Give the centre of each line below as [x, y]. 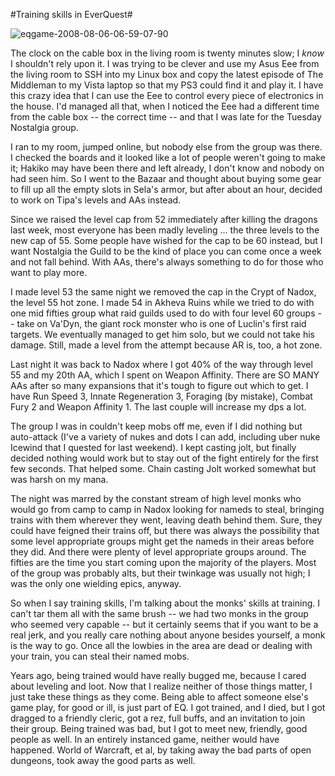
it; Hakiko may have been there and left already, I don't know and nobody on [167, 168]
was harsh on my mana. [59, 479]
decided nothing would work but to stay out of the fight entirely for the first [164, 458]
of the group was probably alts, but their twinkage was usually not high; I [160, 573]
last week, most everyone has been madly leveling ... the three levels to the [165, 230]
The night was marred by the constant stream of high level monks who [156, 498]
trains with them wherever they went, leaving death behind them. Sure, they [166, 520]
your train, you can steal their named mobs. [100, 656]
